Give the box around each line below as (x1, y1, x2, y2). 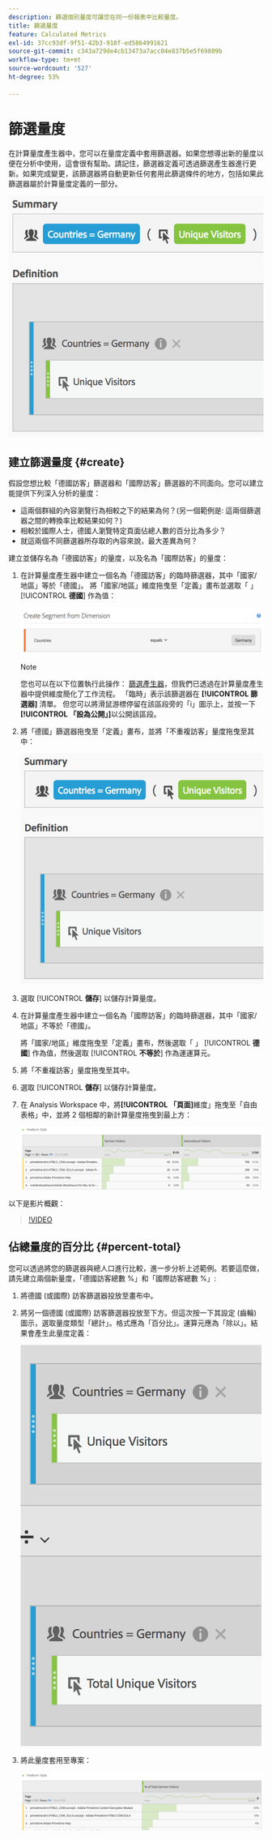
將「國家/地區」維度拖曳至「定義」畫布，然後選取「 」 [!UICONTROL (19, 1037, 251, 1047)
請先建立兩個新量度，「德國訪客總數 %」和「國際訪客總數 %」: (8, 1273, 217, 1283)
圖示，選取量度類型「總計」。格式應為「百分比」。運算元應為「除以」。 (19, 1318, 251, 1328)
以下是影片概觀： (8, 1198, 66, 1208)
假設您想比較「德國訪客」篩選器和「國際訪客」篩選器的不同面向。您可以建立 (8, 478, 264, 488)
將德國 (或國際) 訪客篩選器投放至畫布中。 (19, 1290, 158, 1300)
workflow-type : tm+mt (8, 56, 82, 64)
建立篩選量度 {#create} (8, 455, 125, 469)
